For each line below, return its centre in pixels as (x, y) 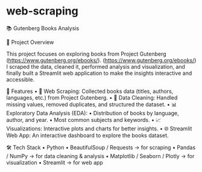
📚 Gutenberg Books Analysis (43, 28)
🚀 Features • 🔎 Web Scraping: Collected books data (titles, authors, (90, 91)
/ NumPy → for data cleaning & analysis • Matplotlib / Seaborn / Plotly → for (100, 156)
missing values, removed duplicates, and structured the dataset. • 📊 (92, 104)
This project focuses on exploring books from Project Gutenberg (87, 54)
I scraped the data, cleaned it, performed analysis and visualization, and (96, 66)
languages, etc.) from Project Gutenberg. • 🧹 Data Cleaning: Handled (92, 97)
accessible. (21, 79)
